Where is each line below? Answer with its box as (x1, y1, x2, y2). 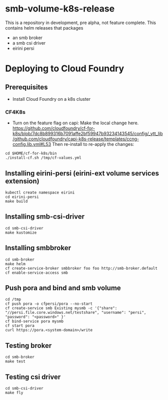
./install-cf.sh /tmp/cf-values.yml (5, 155, 81, 160)
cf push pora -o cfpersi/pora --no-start (5, 301, 93, 306)
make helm (5, 261, 26, 266)
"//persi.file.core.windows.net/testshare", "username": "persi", (5, 310, 146, 315)
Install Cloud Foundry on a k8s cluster (12, 96, 91, 102)
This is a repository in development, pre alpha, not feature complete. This (5, 20, 156, 26)
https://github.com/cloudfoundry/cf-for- (12, 125, 95, 131)
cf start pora (5, 323, 35, 328)
